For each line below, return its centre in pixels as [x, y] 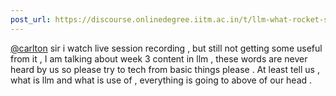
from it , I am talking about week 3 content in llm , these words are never [159, 58]
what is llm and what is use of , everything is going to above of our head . [161, 80]
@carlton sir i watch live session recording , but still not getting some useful [166, 48]
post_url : [31, 19]
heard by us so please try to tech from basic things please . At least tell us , [165, 69]
